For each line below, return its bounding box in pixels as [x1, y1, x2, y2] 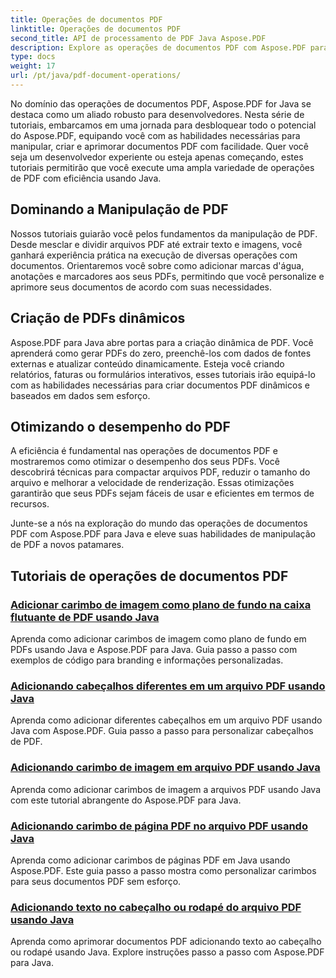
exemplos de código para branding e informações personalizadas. [10, 654, 284, 666]
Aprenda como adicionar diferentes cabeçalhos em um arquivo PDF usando [10, 714, 323, 726]
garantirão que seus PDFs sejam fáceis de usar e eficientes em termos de [10, 487, 315, 500]
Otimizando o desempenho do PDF [10, 418, 231, 435]
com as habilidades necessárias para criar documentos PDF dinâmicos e [10, 379, 310, 391]
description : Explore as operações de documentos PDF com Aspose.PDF [10, 42, 307, 53]
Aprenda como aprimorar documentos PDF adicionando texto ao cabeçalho [10, 936, 322, 948]
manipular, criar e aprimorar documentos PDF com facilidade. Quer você [10, 140, 310, 152]
